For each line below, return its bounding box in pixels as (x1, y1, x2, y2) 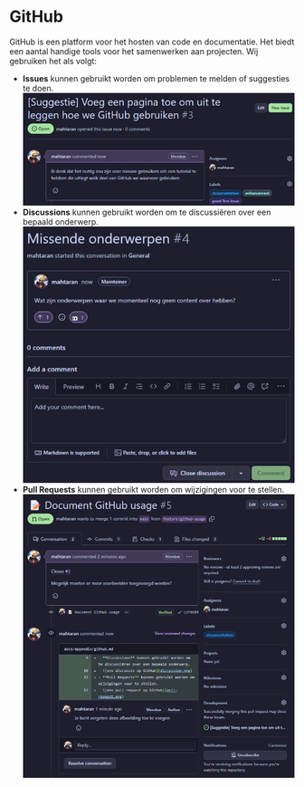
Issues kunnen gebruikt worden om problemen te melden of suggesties (22, 72, 290, 83)
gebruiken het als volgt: (9, 55, 98, 66)
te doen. (22, 82, 54, 93)
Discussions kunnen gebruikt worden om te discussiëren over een (22, 206, 271, 217)
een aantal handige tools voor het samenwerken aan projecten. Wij (9, 45, 259, 56)
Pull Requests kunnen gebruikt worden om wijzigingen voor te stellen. (22, 485, 285, 494)
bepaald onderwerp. (22, 216, 100, 227)
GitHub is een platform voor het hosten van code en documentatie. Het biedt (9, 36, 295, 47)
